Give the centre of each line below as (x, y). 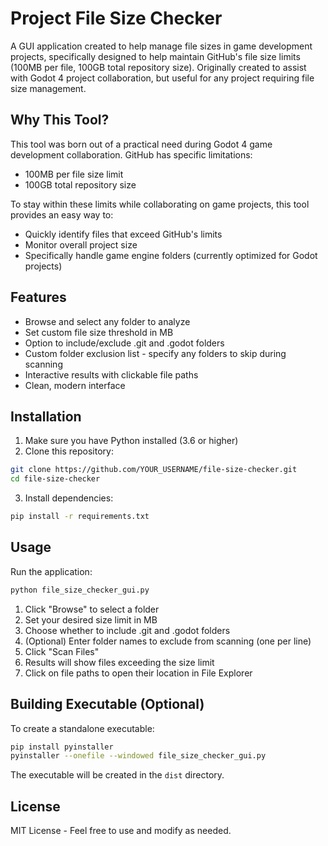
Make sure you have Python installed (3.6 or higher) (131, 441)
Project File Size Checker (116, 18)
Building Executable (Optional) (107, 704)
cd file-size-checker (55, 479)
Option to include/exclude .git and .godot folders (124, 343)
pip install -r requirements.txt (80, 517)
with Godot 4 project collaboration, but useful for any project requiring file (162, 78)
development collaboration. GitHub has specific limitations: (131, 154)
